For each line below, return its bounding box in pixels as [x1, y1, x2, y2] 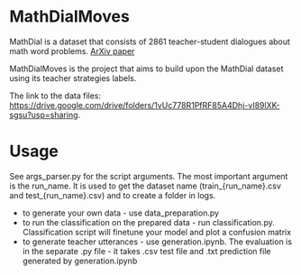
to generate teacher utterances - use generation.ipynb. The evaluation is [22, 236, 293, 247]
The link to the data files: [9, 90, 102, 101]
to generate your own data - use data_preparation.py [22, 207, 219, 218]
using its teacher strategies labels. [9, 72, 137, 83]
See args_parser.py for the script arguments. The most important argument [9, 170, 288, 181]
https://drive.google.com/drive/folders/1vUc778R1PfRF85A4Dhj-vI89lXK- [9, 99, 281, 110]
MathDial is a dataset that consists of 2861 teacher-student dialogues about [9, 36, 291, 47]
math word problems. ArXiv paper [9, 45, 135, 56]
